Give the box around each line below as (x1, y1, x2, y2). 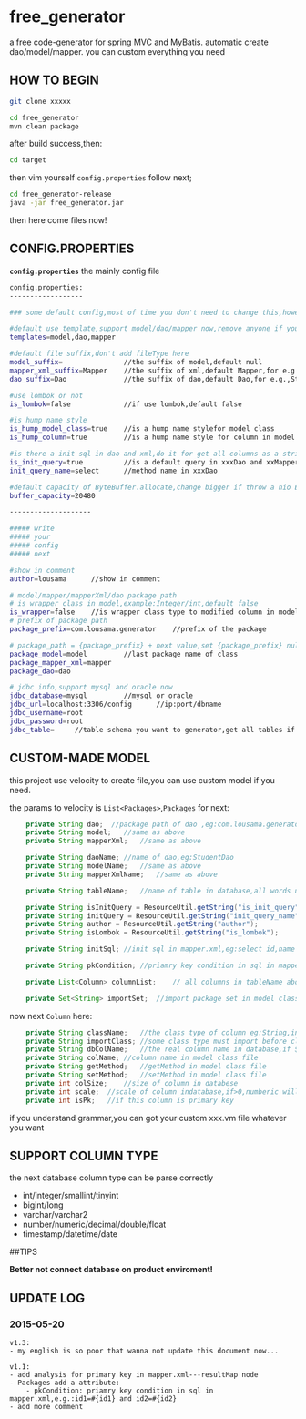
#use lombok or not (9, 391, 84, 400)
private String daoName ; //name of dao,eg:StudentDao (25, 853, 234, 863)
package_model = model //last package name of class (9, 649, 239, 658)
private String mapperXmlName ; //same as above (25, 870, 219, 879)
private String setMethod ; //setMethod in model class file (25, 1070, 267, 1079)
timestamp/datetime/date (22, 1229, 118, 1240)
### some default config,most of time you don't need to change (9, 308, 259, 317)
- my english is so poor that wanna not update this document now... (9, 1346, 280, 1355)
